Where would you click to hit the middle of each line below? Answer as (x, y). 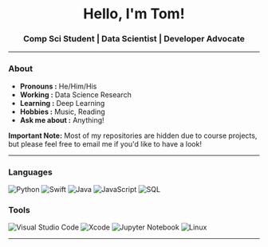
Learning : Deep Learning (62, 103)
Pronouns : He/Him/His (58, 86)
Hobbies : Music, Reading (62, 112)
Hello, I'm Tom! (134, 14)
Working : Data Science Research (75, 94)
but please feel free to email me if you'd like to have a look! (105, 143)
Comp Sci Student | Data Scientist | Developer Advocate (134, 39)
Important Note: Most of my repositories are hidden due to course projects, (133, 135)
